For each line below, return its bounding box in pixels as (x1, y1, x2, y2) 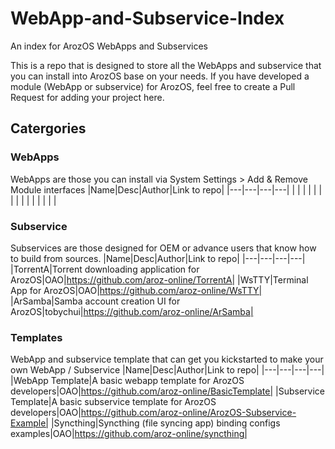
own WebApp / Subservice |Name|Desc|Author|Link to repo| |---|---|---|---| (10, 364, 325, 376)
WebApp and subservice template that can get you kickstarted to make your (10, 353, 324, 366)
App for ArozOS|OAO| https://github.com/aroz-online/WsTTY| (10, 284, 263, 296)
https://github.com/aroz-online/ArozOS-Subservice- (80, 407, 297, 419)
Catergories (10, 120, 87, 137)
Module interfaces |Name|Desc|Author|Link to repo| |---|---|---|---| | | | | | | (10, 183, 323, 196)
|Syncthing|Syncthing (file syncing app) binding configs (50, 417, 281, 429)
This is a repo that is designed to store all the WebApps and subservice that (10, 59, 322, 71)
